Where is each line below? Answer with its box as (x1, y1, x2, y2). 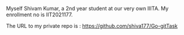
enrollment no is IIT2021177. (6, 11, 73, 18)
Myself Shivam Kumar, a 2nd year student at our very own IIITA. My (6, 5, 169, 12)
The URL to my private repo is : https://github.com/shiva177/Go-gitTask (6, 23, 178, 29)
